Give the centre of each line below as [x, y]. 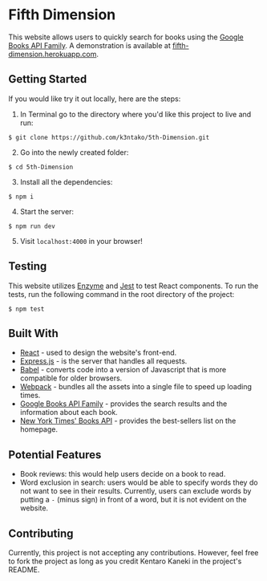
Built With [33, 333]
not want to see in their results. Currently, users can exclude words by [136, 491]
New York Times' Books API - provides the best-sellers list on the [128, 421]
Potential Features [55, 455]
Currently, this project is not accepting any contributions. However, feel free [133, 553]
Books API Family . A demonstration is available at [89, 45]
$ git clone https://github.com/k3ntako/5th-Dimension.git [109, 137]
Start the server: [47, 211]
